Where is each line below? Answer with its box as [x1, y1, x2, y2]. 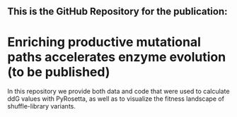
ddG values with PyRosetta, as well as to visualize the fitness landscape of [7, 94, 225, 103]
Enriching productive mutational [7, 34, 202, 50]
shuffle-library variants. [7, 102, 76, 111]
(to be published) [7, 63, 110, 80]
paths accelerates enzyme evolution [7, 49, 226, 65]
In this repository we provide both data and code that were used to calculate [7, 87, 230, 96]
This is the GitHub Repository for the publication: [7, 6, 228, 18]
